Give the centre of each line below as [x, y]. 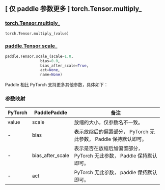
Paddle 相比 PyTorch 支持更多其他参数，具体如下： [57, 85]
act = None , [50, 70]
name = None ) [51, 75]
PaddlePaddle [51, 113]
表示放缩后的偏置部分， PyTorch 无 [114, 131]
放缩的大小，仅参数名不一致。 [109, 122]
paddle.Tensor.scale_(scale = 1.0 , [39, 56]
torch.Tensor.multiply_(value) [37, 34]
